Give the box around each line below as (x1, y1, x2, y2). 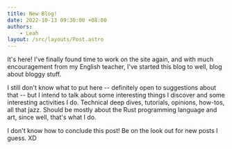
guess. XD (7, 134, 37, 143)
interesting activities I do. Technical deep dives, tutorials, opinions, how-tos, (7, 98, 225, 107)
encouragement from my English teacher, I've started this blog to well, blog (7, 63, 222, 71)
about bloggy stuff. (7, 70, 62, 79)
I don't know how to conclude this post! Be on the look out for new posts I (7, 127, 218, 135)
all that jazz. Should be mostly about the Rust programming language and (7, 106, 217, 114)
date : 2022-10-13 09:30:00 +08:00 (7, 17, 108, 24)
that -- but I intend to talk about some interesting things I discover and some (7, 91, 226, 100)
